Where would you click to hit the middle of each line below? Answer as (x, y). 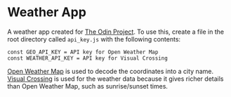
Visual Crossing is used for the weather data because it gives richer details (115, 79)
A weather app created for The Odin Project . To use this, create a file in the (116, 32)
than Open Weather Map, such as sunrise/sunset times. (88, 86)
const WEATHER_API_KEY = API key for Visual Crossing (88, 58)
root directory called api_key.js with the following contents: (94, 39)
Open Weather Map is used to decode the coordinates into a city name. (111, 71)
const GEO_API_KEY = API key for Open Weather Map (83, 52)
